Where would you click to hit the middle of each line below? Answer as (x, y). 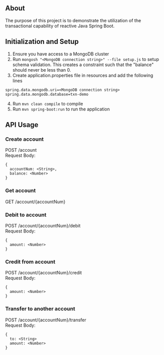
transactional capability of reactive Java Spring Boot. (60, 26)
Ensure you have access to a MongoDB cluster (61, 54)
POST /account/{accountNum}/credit (44, 273)
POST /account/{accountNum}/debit (43, 225)
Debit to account (26, 215)
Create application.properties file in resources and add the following (83, 75)
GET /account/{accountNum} (35, 202)
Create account (25, 139)
